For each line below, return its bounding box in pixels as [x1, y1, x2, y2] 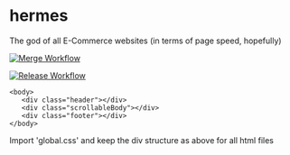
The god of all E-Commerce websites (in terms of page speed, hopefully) [9, 35, 282, 46]
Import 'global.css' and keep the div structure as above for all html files [9, 134, 274, 145]
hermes [9, 5, 69, 26]
